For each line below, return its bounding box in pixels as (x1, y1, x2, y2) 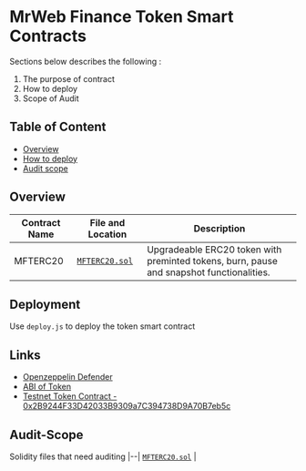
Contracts (9, 26, 87, 46)
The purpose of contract (22, 73, 116, 84)
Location (87, 228, 127, 241)
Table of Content (9, 119, 107, 135)
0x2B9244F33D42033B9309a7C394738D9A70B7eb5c (22, 401, 231, 412)
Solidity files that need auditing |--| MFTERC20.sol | (9, 451, 198, 462)
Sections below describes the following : (9, 56, 162, 67)
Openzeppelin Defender (22, 372, 113, 383)
